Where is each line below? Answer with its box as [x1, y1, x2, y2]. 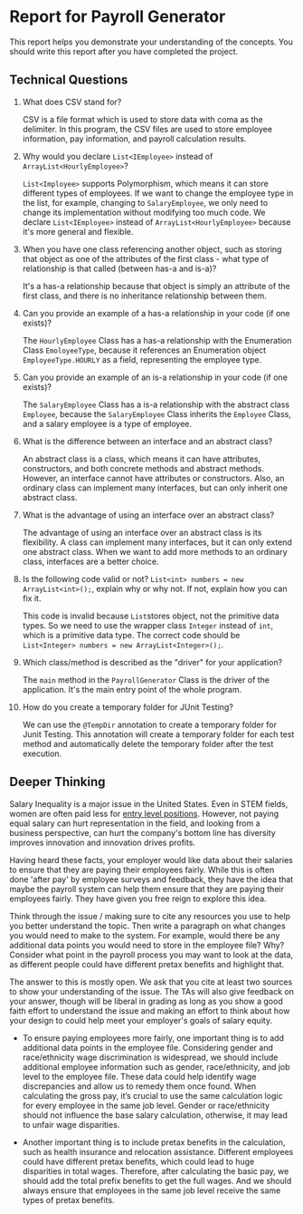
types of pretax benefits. [22, 1194, 115, 1205]
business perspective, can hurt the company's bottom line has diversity [9, 827, 276, 838]
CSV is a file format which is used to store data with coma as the [22, 113, 264, 124]
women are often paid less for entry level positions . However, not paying [9, 808, 279, 819]
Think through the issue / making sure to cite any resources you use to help [9, 910, 291, 921]
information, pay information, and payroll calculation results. [22, 133, 247, 144]
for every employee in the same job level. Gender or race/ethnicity [22, 1100, 270, 1111]
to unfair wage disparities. [22, 1119, 120, 1130]
